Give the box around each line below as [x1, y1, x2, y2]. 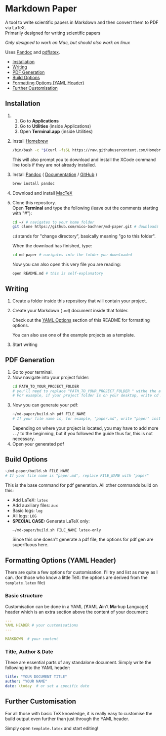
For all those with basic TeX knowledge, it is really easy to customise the [5, 710, 153, 716]
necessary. [12, 436, 35, 442]
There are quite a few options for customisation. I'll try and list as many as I [5, 569, 158, 575]
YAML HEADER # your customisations [5, 623, 79, 628]
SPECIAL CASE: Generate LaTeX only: [12, 518, 90, 524]
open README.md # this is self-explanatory [12, 271, 104, 276]
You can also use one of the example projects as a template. [12, 332, 135, 338]
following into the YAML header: [5, 665, 71, 671]
